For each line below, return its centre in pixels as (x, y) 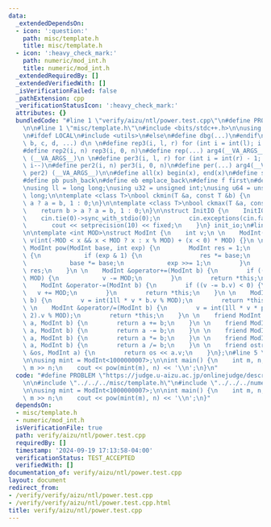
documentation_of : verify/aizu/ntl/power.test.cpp (95, 473)
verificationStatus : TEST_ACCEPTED (75, 458)
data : (17, 16)
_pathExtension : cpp (50, 98)
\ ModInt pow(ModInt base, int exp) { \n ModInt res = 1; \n (137, 248)
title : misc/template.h (63, 46)
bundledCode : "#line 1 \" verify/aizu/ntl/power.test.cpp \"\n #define (133, 121)
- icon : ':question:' (52, 31)
